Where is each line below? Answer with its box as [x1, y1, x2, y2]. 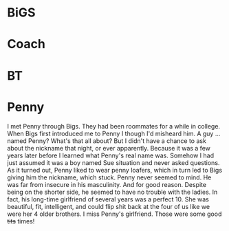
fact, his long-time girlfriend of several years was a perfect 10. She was [7, 195, 210, 203]
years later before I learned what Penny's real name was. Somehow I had [7, 151, 215, 159]
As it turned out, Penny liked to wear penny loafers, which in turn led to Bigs [7, 166, 222, 174]
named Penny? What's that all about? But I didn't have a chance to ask [7, 136, 206, 145]
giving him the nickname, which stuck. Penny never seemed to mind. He [7, 173, 212, 181]
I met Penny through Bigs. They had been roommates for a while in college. [7, 122, 221, 130]
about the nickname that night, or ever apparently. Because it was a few [7, 144, 211, 152]
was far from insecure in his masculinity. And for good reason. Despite [7, 180, 207, 188]
